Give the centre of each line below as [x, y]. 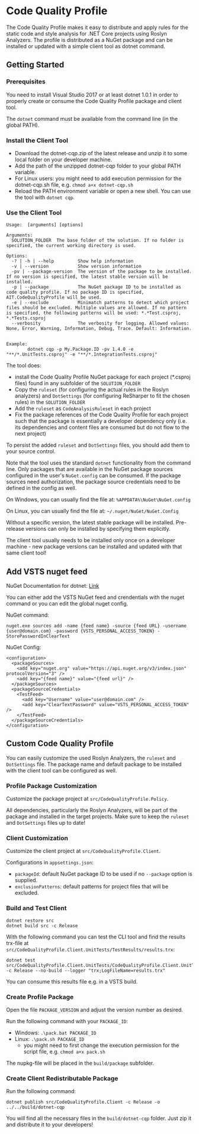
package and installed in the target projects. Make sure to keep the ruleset [98, 816]
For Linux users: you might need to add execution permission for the [98, 178]
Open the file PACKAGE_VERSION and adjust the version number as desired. [95, 1010]
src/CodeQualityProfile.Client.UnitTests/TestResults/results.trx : [91, 949]
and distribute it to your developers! [50, 1125]
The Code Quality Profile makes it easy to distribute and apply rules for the [97, 27]
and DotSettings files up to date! [46, 823]
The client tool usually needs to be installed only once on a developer [91, 540]
